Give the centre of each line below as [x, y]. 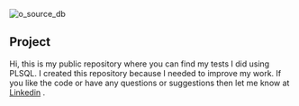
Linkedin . [27, 92]
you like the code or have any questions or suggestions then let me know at [149, 83]
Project [30, 42]
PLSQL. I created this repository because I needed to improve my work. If [145, 73]
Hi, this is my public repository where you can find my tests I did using [140, 64]
